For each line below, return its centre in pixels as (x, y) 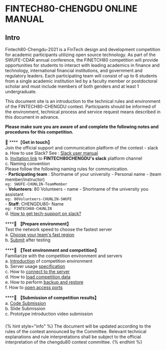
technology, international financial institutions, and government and (74, 70)
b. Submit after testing (28, 240)
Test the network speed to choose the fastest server (59, 229)
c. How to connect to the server (38, 272)
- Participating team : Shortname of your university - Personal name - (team (83, 174)
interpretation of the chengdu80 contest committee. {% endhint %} (74, 342)
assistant (14, 194)
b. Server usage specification (35, 266)
